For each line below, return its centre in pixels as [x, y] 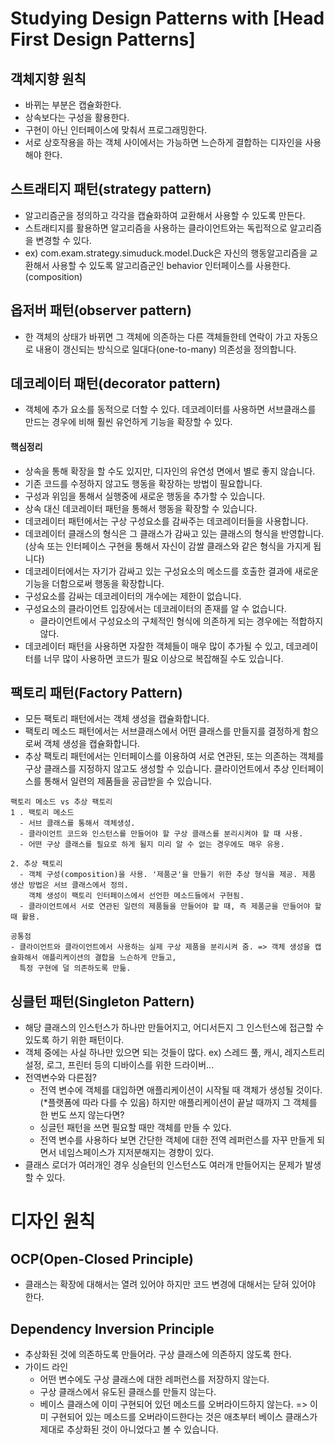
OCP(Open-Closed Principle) [102, 1258]
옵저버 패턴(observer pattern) [101, 310]
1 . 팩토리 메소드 [42, 813]
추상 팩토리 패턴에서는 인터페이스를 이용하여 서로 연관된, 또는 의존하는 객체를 [174, 756]
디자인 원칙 [53, 1221]
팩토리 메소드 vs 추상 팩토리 [61, 802]
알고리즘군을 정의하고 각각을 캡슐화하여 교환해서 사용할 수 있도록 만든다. [165, 215]
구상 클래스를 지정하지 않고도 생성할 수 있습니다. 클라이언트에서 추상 [157, 769]
